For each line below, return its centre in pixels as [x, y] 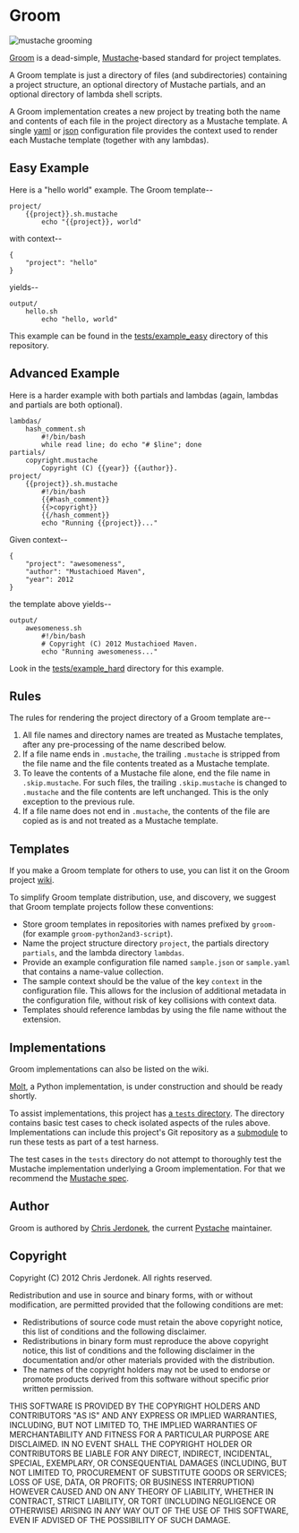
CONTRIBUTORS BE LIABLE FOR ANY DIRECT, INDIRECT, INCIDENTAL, [141, 1453]
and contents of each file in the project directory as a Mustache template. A [149, 121]
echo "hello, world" [80, 319]
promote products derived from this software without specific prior [145, 1379]
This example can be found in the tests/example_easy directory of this [139, 336]
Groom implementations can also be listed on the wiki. [109, 1069]
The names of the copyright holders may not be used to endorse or [146, 1369]
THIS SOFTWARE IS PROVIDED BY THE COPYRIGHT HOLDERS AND [135, 1406]
